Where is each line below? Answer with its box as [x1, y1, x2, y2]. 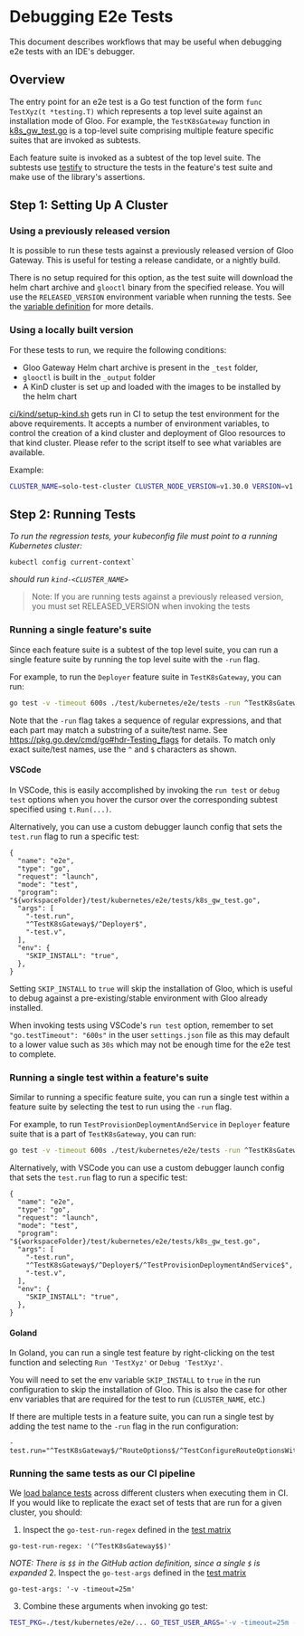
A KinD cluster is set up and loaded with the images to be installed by [22, 381, 281, 392]
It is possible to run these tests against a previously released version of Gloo [9, 245, 294, 256]
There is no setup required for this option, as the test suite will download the [9, 272, 294, 283]
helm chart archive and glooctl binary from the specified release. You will [9, 282, 285, 293]
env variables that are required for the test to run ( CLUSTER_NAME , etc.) [9, 1393, 266, 1404]
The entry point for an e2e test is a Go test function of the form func [9, 96, 262, 107]
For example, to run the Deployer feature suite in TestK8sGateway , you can [9, 671, 282, 682]
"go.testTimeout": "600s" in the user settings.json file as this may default [9, 1029, 290, 1040]
